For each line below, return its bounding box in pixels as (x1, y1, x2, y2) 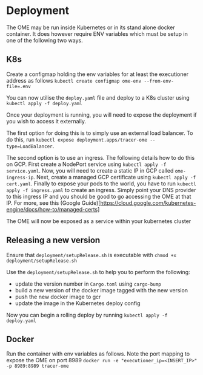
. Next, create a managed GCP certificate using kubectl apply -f (33, 173, 196, 181)
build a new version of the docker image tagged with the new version (15, 286, 188, 294)
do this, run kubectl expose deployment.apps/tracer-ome (6, 136, 147, 143)
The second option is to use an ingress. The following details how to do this (6, 154, 195, 161)
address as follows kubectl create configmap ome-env (6, 77, 142, 84)
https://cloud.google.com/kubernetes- (99, 199, 196, 207)
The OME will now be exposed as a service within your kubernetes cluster (6, 217, 191, 225)
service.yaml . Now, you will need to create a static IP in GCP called (6, 167, 174, 174)
